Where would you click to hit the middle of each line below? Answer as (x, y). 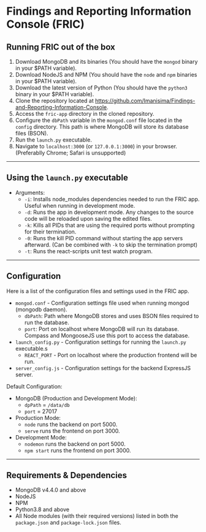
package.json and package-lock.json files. (68, 523)
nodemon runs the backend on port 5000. (75, 444)
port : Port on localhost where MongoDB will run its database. (101, 329)
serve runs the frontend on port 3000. (72, 431)
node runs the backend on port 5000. (71, 424)
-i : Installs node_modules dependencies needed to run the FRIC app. (112, 199)
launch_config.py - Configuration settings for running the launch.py (101, 342)
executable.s (31, 348)
